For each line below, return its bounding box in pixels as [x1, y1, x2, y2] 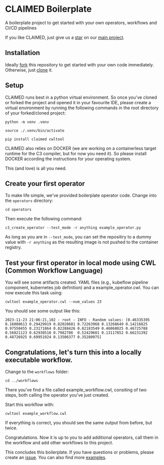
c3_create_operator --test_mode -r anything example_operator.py [5, 225, 141, 231]
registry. [5, 244, 22, 250]
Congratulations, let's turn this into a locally [5, 348, 142, 356]
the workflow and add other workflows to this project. [5, 440, 114, 445]
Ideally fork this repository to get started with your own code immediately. [5, 61, 154, 67]
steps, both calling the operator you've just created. [5, 392, 110, 398]
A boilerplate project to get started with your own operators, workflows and [5, 20, 157, 26]
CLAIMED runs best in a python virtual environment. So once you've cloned [5, 94, 157, 100]
